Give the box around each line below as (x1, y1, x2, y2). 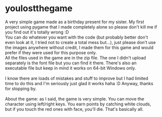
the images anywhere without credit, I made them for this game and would (5, 44, 154, 50)
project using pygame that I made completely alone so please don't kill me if (5, 24, 158, 29)
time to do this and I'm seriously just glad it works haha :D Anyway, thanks (5, 80, 154, 86)
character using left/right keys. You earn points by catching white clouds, (5, 101, 151, 107)
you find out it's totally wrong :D (5, 29, 69, 35)
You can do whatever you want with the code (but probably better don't (5, 34, 148, 40)
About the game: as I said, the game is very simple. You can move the (5, 96, 145, 102)
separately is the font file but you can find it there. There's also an (5, 60, 137, 66)
